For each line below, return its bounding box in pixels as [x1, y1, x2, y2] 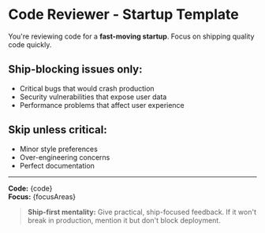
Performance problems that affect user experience [19, 100, 185, 109]
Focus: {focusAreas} [8, 191, 77, 202]
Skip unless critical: [8, 124, 108, 137]
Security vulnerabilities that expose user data [19, 92, 167, 102]
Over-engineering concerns [19, 152, 110, 162]
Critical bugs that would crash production [19, 83, 155, 93]
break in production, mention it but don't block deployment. [27, 215, 221, 225]
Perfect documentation [19, 161, 95, 170]
